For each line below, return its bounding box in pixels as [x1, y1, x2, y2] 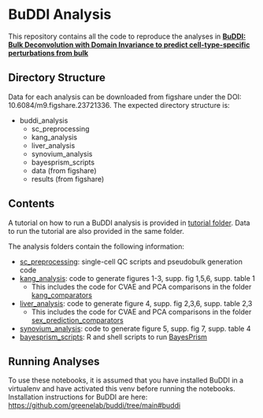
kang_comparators [31, 290, 93, 300]
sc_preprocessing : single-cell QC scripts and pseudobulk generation [19, 257, 243, 266]
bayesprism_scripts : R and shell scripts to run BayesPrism [19, 332, 207, 342]
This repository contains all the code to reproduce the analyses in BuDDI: [8, 31, 246, 41]
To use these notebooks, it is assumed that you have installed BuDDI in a [8, 375, 244, 385]
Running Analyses [8, 354, 100, 368]
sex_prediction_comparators [31, 315, 124, 324]
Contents [8, 197, 55, 210]
